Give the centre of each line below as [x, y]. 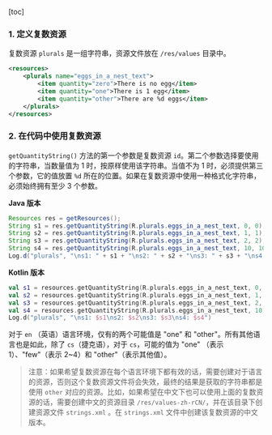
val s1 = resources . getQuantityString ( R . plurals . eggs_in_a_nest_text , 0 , [136, 288]
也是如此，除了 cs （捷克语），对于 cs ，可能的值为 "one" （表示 [119, 344]
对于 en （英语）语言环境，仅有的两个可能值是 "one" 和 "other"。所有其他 [131, 335]
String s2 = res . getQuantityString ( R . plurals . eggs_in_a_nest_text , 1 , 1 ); [137, 233]
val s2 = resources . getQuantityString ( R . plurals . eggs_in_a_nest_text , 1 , [136, 295]
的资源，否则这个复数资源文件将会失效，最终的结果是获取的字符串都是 [145, 382]
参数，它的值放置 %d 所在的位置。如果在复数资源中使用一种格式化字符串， [138, 175]
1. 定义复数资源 [38, 34]
